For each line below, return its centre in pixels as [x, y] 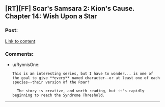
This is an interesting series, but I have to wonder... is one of [82, 73]
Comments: [19, 54]
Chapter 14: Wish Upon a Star [51, 17]
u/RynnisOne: [26, 65]
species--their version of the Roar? [51, 82]
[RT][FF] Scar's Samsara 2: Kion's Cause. [70, 9]
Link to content [20, 41]
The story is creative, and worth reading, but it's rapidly [81, 91]
